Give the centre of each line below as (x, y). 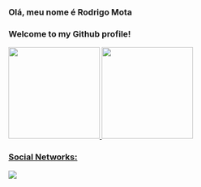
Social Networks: (43, 157)
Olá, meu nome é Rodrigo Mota (70, 12)
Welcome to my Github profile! (70, 33)
